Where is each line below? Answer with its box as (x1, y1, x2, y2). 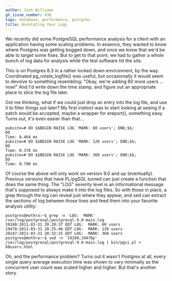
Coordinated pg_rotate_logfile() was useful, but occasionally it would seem (5, 73, 164, 79)
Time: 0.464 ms (5, 134, 38, 140)
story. (5, 270, 18, 276)
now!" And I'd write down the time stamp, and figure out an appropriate (5, 84, 156, 90)
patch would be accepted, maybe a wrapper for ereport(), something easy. (5, 110, 163, 116)
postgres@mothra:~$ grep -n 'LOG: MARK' (5, 213, 95, 218)
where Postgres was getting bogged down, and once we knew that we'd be (5, 47, 165, 53)
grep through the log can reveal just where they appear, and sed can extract (5, 192, 166, 198)
